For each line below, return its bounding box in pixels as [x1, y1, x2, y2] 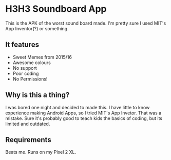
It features [5, 41, 40, 49]
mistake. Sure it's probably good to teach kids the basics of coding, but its [5, 115, 163, 121]
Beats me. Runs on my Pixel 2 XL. [5, 149, 76, 155]
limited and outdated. [5, 121, 50, 127]
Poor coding [12, 70, 39, 76]
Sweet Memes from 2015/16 [12, 54, 72, 60]
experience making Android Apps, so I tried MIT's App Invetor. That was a [5, 110, 162, 116]
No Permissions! [12, 75, 48, 82]
